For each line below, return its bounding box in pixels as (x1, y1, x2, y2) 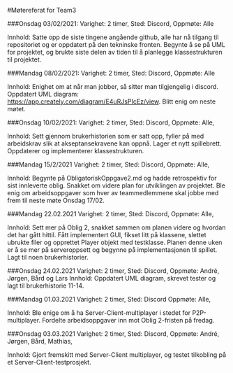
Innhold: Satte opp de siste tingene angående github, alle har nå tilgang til (7, 33, 219, 41)
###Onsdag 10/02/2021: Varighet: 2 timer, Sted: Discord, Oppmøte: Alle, (7, 118, 215, 127)
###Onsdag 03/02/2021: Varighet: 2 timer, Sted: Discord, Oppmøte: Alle (7, 20, 214, 27)
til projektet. (7, 55, 42, 64)
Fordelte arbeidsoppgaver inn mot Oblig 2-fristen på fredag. (41, 316, 215, 324)
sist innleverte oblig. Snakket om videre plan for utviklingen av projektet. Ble (7, 181, 225, 190)
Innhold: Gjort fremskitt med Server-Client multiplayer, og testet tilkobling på (7, 351, 227, 359)
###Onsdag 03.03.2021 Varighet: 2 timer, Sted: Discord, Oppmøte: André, (7, 330, 220, 338)
